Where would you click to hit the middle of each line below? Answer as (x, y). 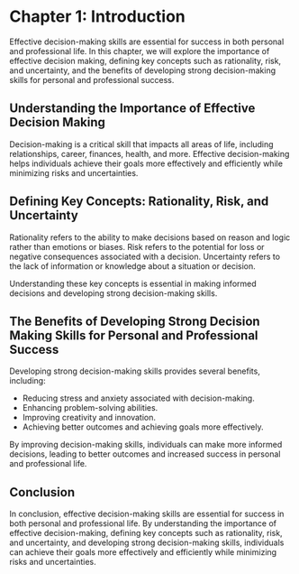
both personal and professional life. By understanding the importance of (143, 523)
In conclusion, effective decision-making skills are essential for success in (147, 514)
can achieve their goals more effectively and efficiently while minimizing (143, 552)
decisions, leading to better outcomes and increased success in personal (145, 454)
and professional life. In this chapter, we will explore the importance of (140, 51)
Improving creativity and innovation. (89, 418)
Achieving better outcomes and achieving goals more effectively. (143, 427)
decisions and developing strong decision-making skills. (113, 293)
